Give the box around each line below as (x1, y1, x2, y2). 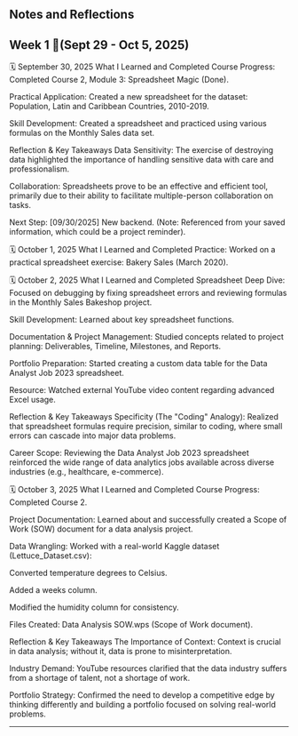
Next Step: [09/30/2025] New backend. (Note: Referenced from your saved (9, 217, 286, 228)
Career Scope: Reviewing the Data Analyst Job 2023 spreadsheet (9, 448, 250, 459)
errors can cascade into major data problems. (9, 430, 176, 441)
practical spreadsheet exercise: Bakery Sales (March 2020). (9, 257, 229, 268)
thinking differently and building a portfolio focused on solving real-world (9, 700, 277, 710)
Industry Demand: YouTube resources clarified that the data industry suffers (9, 663, 287, 674)
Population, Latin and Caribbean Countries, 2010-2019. (9, 101, 210, 112)
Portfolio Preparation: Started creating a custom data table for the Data (9, 358, 268, 369)
